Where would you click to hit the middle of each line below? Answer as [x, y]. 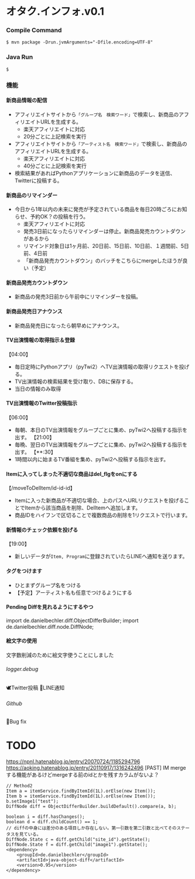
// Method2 [19, 786]
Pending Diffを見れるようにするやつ [50, 607]
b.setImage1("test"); [32, 801]
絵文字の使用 [21, 641]
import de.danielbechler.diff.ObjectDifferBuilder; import [72, 620]
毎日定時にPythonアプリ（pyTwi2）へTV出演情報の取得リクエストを [97, 367]
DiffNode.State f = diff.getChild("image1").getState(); [77, 845]
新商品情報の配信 [27, 100]
